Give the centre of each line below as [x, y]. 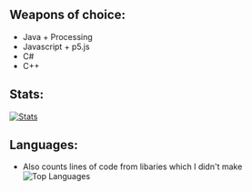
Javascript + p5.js [56, 46]
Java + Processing [57, 36]
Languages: [44, 145]
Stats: [27, 95]
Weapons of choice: [67, 15]
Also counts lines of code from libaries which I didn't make [132, 166]
